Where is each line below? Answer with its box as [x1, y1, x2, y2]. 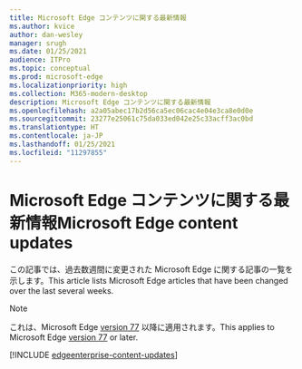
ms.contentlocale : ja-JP [9, 131, 103, 141]
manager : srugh [9, 38, 67, 48]
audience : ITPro [9, 55, 71, 64]
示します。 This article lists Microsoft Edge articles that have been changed [9, 275, 288, 286]
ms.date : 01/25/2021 [9, 47, 88, 56]
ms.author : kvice [9, 22, 75, 31]
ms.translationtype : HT [9, 123, 100, 132]
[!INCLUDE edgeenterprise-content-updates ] [9, 349, 179, 360]
